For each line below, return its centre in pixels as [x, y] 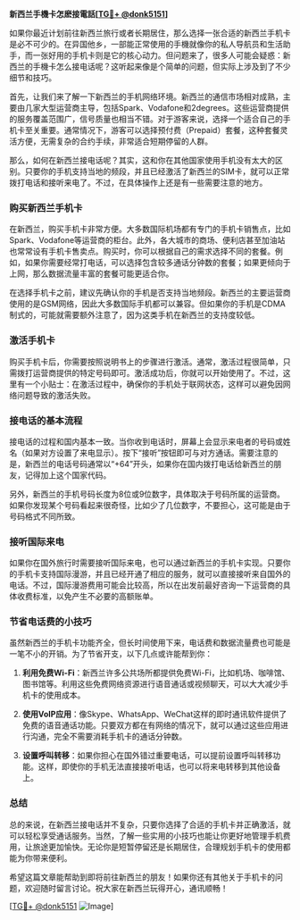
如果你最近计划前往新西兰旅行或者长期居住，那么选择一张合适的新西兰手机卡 [150, 33]
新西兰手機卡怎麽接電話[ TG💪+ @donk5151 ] [88, 14]
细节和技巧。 [33, 78]
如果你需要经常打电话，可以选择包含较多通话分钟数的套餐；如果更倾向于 [158, 263]
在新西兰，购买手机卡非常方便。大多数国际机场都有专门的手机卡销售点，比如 [150, 229]
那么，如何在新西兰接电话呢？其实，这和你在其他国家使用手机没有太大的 [142, 160]
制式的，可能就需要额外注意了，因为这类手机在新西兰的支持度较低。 [134, 315]
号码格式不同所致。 [45, 516]
